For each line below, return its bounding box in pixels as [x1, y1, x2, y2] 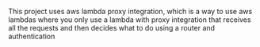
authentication [8, 31, 55, 41]
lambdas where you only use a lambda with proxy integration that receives [8, 15, 251, 24]
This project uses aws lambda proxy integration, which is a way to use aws [8, 7, 253, 16]
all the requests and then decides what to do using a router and [8, 23, 216, 32]
